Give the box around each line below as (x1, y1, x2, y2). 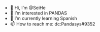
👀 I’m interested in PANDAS (10, 10, 68, 16)
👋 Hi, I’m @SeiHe (10, 5, 46, 10)
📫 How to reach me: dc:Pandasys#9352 (10, 21, 95, 27)
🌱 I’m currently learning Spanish (10, 15, 77, 21)
